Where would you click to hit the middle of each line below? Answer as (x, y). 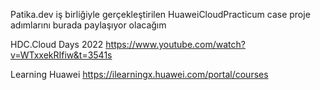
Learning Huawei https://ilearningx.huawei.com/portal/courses (139, 74)
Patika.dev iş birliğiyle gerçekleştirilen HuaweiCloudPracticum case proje (160, 14)
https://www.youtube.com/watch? (175, 44)
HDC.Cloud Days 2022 (57, 44)
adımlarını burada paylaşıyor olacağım (88, 25)
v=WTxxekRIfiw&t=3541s (61, 55)
